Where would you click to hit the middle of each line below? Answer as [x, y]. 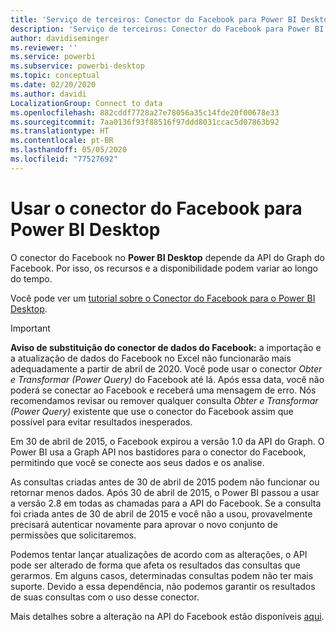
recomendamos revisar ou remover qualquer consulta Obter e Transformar [164, 400]
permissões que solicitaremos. [73, 535]
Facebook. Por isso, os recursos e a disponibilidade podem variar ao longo [164, 268]
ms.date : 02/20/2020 [53, 85]
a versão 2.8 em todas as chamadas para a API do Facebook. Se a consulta [166, 503]
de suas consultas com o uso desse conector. [105, 597]
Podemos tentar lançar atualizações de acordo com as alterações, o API [159, 554]
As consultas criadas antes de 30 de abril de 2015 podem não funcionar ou [165, 482]
